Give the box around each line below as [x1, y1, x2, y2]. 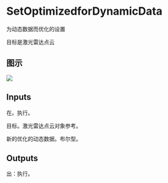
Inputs [6, 92, 32, 102]
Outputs [6, 153, 38, 163]
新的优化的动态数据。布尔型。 [6, 135, 81, 142]
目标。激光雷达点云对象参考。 [6, 122, 81, 129]
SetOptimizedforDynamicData [6, 4, 163, 18]
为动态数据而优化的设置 [6, 25, 65, 32]
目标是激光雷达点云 [6, 38, 55, 45]
